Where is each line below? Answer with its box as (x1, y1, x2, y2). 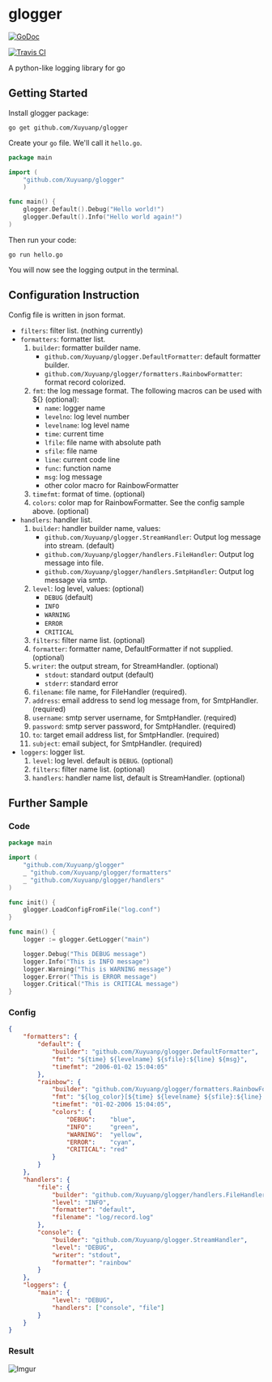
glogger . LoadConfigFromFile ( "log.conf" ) (23, 906, 161, 914)
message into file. (44, 558, 104, 568)
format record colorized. (44, 377, 126, 387)
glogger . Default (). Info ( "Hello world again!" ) (23, 213, 183, 221)
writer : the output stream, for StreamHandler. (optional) (32, 661, 219, 670)
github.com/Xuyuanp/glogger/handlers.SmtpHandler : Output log (44, 566, 255, 576)
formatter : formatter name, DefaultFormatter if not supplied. (32, 644, 233, 653)
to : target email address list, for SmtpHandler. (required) (32, 729, 220, 739)
